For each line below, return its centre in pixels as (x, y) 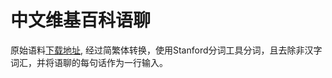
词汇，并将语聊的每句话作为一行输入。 (89, 62)
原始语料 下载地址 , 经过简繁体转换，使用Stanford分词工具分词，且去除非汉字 (166, 50)
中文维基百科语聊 (81, 20)
